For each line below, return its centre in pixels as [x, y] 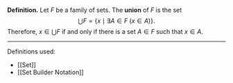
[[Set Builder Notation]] [51, 72]
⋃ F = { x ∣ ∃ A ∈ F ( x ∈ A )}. [116, 21]
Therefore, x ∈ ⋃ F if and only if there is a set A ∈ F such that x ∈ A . [105, 31]
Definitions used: [31, 52]
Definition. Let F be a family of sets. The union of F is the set [95, 10]
